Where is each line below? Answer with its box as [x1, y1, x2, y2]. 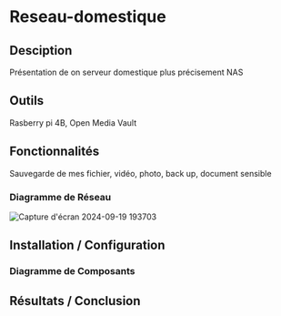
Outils [9, 93, 45, 108]
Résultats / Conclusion [9, 293, 141, 309]
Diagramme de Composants [9, 265, 135, 278]
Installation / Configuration [9, 238, 166, 253]
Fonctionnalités [9, 144, 100, 159]
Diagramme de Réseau [9, 190, 112, 203]
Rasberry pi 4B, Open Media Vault [9, 117, 137, 128]
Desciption [9, 43, 73, 58]
